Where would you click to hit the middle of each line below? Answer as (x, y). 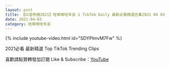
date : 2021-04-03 (24, 19)
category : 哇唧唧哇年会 (28, 24)
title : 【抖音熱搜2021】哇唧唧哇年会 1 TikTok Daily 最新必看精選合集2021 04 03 (85, 15)
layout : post (19, 10)
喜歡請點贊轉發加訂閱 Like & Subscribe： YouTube (57, 59)
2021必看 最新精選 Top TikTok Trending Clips (52, 49)
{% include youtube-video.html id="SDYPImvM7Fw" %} (64, 38)
